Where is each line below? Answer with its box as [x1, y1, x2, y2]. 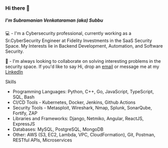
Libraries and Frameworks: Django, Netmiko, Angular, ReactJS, [12, 115, 144, 121]
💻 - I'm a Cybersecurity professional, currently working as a [5, 30, 132, 36]
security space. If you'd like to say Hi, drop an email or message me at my [5, 63, 159, 69]
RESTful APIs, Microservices [12, 137, 72, 143]
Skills [5, 79, 17, 85]
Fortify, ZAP [12, 110, 38, 116]
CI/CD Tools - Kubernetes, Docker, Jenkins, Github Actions [12, 99, 136, 105]
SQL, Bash [12, 94, 35, 100]
